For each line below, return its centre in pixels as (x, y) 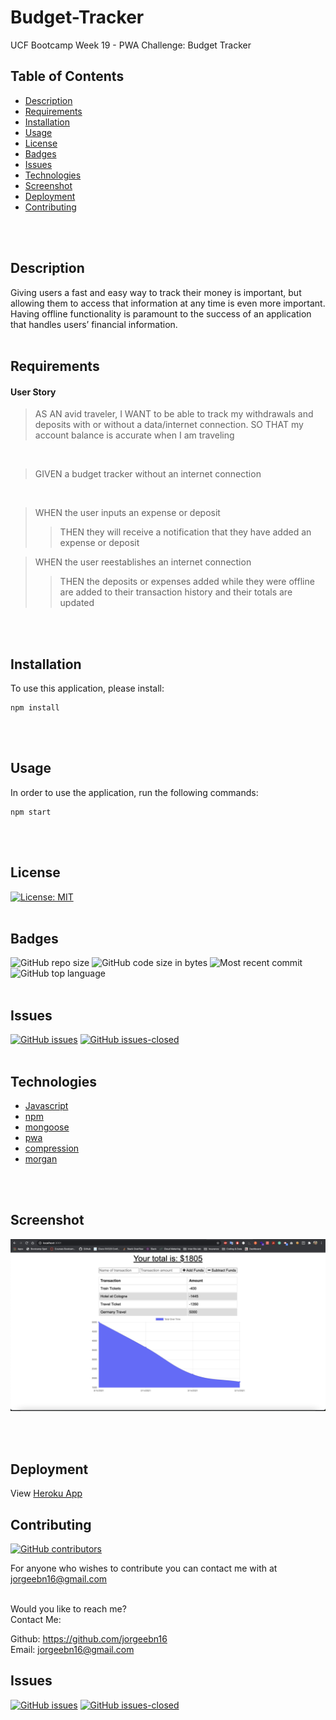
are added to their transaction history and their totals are (176, 592)
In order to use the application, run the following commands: (134, 792)
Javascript (46, 1106)
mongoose (47, 1127)
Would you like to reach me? (68, 1609)
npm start (31, 812)
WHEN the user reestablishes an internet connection (143, 562)
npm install (35, 707)
